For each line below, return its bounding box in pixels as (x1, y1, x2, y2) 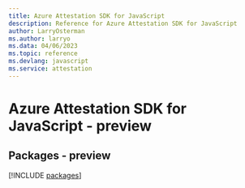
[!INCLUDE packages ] (8, 170, 82, 180)
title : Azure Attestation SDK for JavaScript (8, 11, 165, 20)
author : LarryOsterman (8, 27, 85, 35)
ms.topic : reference (8, 49, 79, 58)
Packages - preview (8, 149, 111, 163)
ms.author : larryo (8, 34, 71, 43)
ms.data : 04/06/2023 (8, 42, 79, 50)
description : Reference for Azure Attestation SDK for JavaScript (8, 19, 238, 28)
